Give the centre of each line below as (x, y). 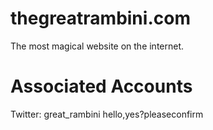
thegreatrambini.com (100, 18)
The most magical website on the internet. (97, 46)
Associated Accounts (101, 86)
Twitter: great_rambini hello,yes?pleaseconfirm (107, 114)
